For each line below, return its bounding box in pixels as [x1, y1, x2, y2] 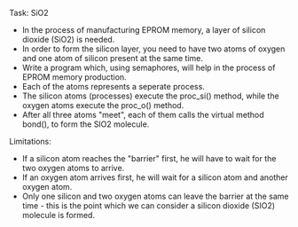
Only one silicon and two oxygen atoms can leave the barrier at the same [21, 191, 289, 201]
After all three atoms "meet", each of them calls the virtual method [21, 110, 264, 120]
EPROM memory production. [21, 72, 127, 82]
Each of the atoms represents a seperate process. [21, 82, 206, 91]
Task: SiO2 [9, 8, 49, 18]
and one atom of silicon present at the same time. [21, 53, 204, 63]
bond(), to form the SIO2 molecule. [21, 119, 150, 129]
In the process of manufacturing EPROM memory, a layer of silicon [21, 25, 266, 35]
